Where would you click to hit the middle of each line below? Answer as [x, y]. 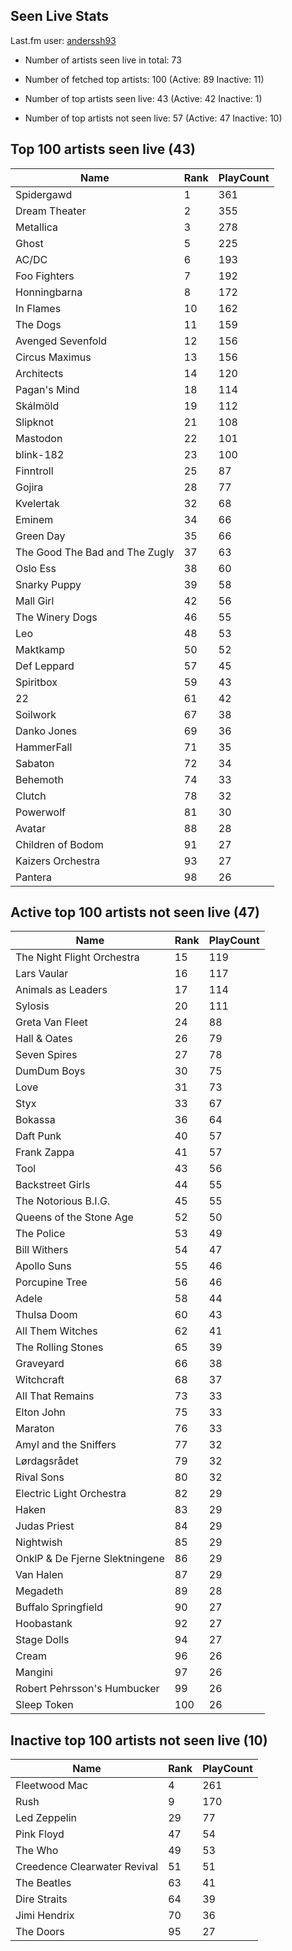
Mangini [34, 1672]
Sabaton [35, 763]
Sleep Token [44, 1705]
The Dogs [38, 324]
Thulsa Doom [46, 1315]
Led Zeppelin [46, 1818]
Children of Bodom [59, 844]
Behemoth [39, 779]
